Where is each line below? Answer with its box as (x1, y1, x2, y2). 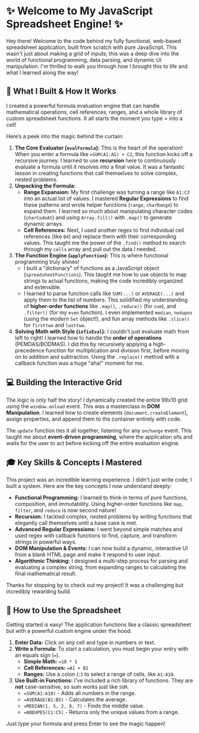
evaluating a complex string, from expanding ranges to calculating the (14, 564, 186, 571)
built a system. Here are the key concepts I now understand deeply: (6, 483, 172, 490)
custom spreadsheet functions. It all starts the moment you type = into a (6, 114, 183, 122)
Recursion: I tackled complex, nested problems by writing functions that (14, 513, 192, 520)
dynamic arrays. (23, 220, 64, 227)
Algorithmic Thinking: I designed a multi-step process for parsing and (14, 557, 188, 564)
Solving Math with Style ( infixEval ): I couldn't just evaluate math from (14, 328, 189, 335)
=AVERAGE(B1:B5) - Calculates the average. (23, 696, 127, 703)
